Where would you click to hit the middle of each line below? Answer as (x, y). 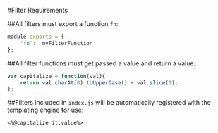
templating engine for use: (46, 110)
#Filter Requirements (38, 10)
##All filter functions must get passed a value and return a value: (102, 63)
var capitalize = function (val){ (56, 76)
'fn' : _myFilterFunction (56, 43)
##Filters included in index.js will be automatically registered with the (109, 103)
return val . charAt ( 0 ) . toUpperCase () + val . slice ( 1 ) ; (99, 83)
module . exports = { (36, 37)
